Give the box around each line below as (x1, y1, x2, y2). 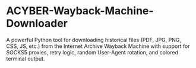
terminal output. (6, 55, 45, 62)
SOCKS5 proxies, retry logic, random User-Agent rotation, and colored (6, 48, 179, 56)
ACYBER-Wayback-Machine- (6, 4, 154, 18)
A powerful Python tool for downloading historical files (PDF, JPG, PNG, (6, 36, 181, 43)
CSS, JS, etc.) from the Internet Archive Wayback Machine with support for (6, 43, 190, 50)
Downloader (6, 17, 68, 30)
